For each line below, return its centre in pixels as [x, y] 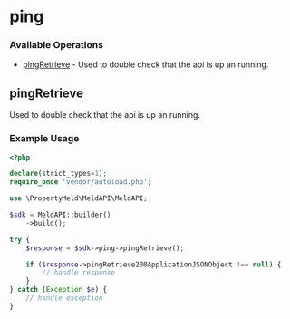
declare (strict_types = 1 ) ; [58, 174]
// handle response [79, 273]
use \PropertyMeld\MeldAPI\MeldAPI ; [78, 198]
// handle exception [64, 298]
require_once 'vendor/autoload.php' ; [81, 182]
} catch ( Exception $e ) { [58, 290]
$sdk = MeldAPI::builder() [60, 215]
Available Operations [57, 45]
